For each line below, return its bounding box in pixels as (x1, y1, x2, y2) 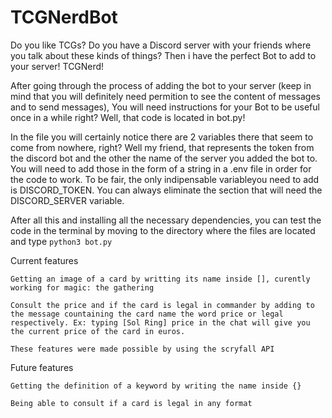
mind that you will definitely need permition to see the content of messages (10, 90, 322, 102)
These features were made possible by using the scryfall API (10, 344, 275, 354)
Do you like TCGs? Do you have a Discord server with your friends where (10, 39, 312, 51)
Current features (10, 254, 79, 266)
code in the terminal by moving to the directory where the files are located (10, 224, 316, 236)
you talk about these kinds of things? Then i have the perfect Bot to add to (10, 49, 317, 61)
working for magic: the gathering (10, 282, 155, 293)
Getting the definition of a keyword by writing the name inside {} (10, 381, 302, 391)
